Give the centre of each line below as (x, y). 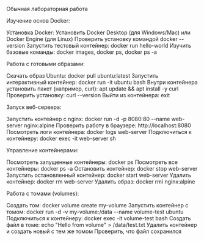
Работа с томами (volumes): (43, 193)
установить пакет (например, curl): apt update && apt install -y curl (93, 89)
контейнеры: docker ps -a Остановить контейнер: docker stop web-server (102, 169)
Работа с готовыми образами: (46, 64)
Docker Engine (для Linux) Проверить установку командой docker (92, 39)
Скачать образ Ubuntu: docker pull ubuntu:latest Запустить (82, 76)
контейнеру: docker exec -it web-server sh (61, 138)
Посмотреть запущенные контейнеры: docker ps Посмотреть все (92, 162)
